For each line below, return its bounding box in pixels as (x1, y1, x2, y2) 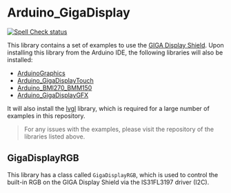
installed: (7, 55, 33, 63)
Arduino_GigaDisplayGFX (17, 91, 89, 99)
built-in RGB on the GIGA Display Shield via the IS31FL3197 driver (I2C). (7, 178, 210, 186)
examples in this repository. (7, 112, 86, 120)
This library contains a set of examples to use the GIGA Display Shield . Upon (7, 41, 224, 49)
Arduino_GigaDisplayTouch (17, 76, 94, 84)
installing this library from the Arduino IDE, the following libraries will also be (7, 48, 223, 57)
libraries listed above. (23, 132, 86, 141)
